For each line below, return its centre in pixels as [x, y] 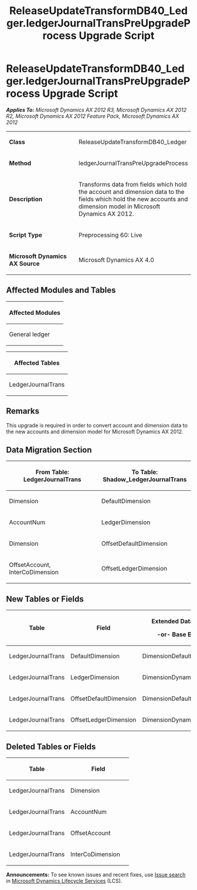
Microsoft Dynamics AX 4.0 [116, 260]
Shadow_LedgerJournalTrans [145, 480]
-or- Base [171, 634]
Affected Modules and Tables [61, 291]
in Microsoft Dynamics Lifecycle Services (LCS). [64, 881]
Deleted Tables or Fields [51, 747]
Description [26, 199]
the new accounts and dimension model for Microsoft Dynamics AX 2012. [95, 432]
